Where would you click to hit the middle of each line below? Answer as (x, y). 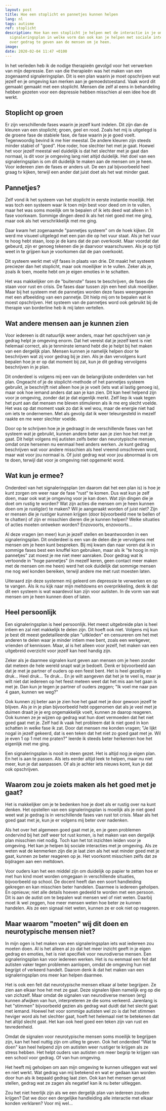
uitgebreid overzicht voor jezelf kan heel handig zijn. (59, 651)
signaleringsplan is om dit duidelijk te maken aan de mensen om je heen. (79, 161)
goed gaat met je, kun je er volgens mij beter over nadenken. (67, 820)
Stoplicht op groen (34, 112)
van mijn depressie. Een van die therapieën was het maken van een (74, 71)
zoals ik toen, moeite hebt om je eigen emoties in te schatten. (67, 272)
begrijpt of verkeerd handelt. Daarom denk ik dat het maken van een (75, 970)
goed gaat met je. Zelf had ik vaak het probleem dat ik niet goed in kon (77, 723)
